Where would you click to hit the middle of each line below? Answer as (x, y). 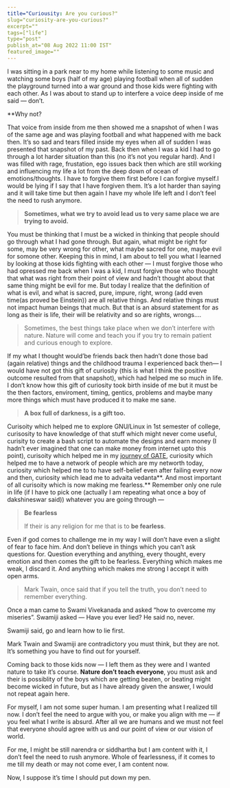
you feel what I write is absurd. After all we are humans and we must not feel (115, 721)
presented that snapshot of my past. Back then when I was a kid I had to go (114, 149)
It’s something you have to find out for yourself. (74, 651)
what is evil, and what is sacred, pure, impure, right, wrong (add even (105, 292)
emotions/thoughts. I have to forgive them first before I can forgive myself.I (113, 178)
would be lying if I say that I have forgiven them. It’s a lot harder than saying (114, 186)
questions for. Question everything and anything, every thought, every (106, 554)
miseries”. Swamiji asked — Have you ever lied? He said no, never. (101, 617)
